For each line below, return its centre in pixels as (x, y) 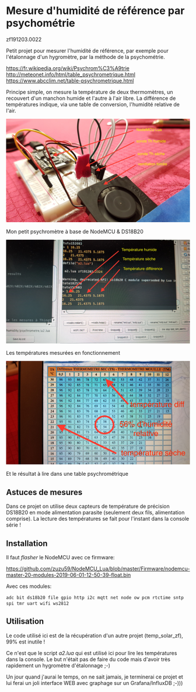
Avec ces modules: (29, 586)
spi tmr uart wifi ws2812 (37, 604)
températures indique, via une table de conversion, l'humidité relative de (93, 104)
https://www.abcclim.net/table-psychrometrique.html (70, 81)
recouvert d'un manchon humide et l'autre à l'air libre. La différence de (91, 98)
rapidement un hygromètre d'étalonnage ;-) (58, 665)
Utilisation (25, 622)
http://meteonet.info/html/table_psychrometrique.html (71, 74)
